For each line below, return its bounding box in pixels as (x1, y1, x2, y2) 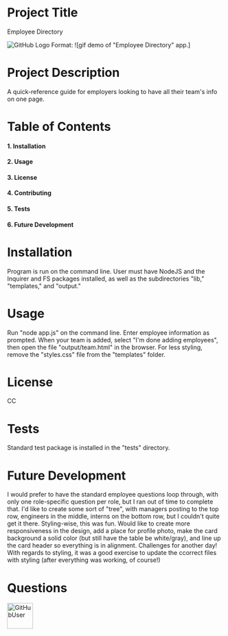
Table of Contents (7, 119, 111, 134)
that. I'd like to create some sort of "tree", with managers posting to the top (7, 505, 219, 513)
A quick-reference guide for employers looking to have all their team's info (7, 87, 218, 95)
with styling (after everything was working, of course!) (7, 556, 161, 564)
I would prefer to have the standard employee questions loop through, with (7, 491, 218, 499)
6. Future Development (7, 220, 74, 228)
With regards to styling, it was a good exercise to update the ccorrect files (7, 549, 217, 557)
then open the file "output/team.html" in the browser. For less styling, (7, 343, 203, 351)
